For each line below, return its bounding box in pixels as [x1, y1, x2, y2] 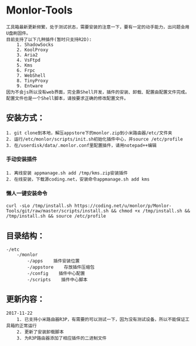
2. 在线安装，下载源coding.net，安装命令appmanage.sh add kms [6, 176, 150, 182]
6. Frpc [16, 67, 35, 74]
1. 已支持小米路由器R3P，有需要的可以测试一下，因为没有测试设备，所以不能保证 [16, 316, 185, 322]
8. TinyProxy [16, 78, 49, 84]
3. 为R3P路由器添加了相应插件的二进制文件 [16, 335, 107, 341]
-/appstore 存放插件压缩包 [27, 264, 95, 270]
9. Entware [16, 83, 43, 89]
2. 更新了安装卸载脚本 [16, 329, 65, 335]
